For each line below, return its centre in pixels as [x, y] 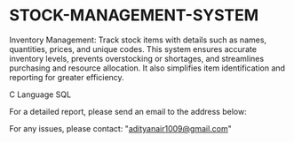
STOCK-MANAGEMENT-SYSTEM [134, 15]
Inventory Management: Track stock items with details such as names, [138, 40]
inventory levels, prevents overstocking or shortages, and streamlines [137, 58]
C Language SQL [40, 94]
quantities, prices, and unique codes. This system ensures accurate [133, 49]
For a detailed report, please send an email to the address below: [128, 111]
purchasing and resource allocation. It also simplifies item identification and [147, 68]
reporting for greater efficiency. [67, 77]
